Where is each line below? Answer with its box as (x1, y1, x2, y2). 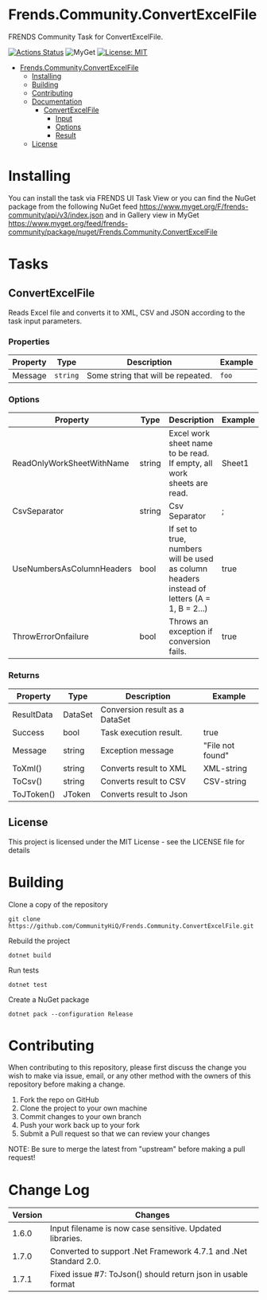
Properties (8, 336, 50, 347)
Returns (8, 670, 40, 681)
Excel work (168, 428, 211, 439)
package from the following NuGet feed (8, 202, 137, 211)
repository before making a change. (8, 1079, 126, 1089)
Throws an (168, 616, 209, 627)
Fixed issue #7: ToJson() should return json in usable (50, 1269, 249, 1280)
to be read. (168, 448, 210, 459)
